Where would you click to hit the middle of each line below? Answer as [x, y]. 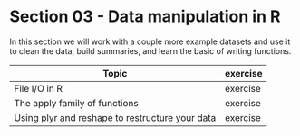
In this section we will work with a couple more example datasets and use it [150, 41]
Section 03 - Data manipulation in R [145, 17]
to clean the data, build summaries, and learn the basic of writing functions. [150, 50]
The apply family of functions [76, 103]
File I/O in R [39, 88]
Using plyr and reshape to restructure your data [115, 117]
